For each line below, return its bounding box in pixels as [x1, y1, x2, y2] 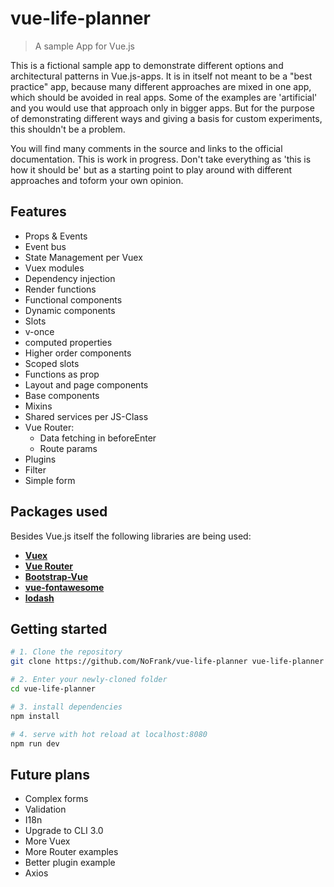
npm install [10, 711, 60, 721]
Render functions [24, 283, 97, 295]
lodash [24, 592, 55, 604]
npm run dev [10, 738, 60, 749]
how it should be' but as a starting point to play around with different [10, 163, 293, 176]
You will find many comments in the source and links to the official [10, 142, 283, 154]
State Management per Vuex [24, 251, 143, 263]
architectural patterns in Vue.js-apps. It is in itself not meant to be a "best [10, 70, 313, 82]
